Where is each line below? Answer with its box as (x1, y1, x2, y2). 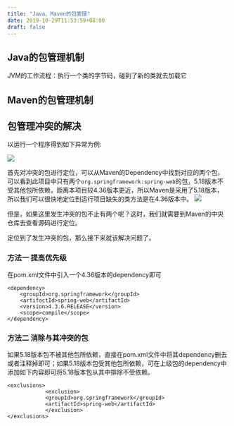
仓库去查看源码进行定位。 (7, 219, 82, 227)
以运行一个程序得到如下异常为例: (7, 140, 102, 149)
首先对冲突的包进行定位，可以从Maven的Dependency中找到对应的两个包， (7, 169, 224, 177)
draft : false (7, 23, 46, 30)
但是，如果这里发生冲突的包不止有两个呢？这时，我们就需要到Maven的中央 (7, 209, 224, 219)
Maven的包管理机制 (7, 94, 93, 106)
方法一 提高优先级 (7, 253, 67, 263)
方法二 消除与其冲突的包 (7, 333, 89, 343)
